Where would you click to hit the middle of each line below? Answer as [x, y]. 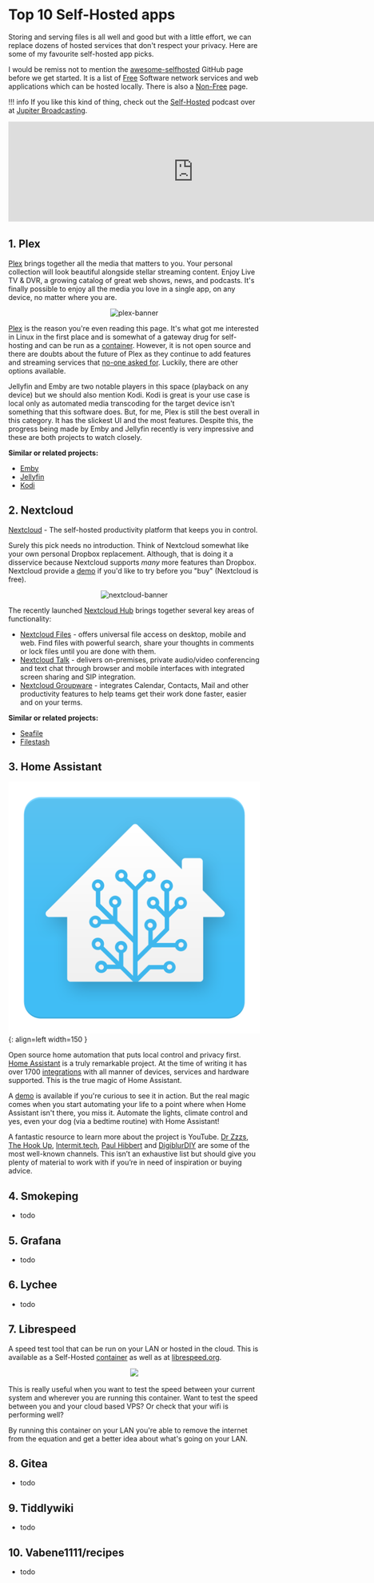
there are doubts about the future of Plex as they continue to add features [130, 354]
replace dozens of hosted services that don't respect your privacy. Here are [133, 45]
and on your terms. [51, 702]
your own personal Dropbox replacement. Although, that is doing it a [121, 554]
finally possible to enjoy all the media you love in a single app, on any [122, 289]
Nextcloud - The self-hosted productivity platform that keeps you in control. [133, 530]
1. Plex [24, 244]
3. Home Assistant [55, 767]
